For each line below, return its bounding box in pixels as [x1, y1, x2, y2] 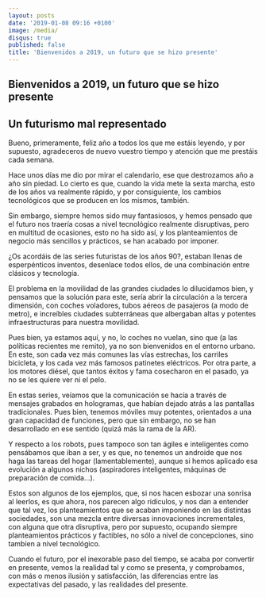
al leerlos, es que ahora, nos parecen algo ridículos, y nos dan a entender [8, 497, 249, 507]
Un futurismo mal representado [8, 117, 167, 131]
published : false [8, 41, 66, 49]
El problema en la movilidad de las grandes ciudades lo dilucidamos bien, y [8, 284, 254, 293]
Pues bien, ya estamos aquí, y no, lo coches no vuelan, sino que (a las [8, 333, 238, 343]
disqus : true [8, 33, 52, 42]
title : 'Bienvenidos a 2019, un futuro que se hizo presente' [8, 48, 218, 56]
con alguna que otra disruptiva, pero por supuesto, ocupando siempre [8, 522, 238, 532]
